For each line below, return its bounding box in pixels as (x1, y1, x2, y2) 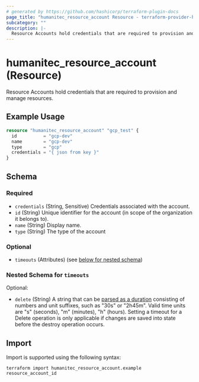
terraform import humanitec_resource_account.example (6, 365, 142, 371)
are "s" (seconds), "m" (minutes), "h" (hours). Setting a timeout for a (14, 309, 182, 316)
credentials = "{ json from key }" (11, 149, 99, 156)
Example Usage (6, 112, 65, 122)
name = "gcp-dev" (11, 139, 73, 145)
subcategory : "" (6, 20, 46, 25)
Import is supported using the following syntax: (6, 354, 121, 361)
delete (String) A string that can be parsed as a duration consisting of (14, 296, 185, 303)
